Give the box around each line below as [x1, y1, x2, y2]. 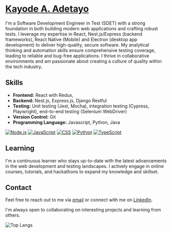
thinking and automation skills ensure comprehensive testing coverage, [5, 47, 156, 53]
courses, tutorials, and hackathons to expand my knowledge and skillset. [5, 168, 159, 175]
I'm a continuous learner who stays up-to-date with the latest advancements [5, 157, 167, 164]
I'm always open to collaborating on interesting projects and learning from [5, 207, 161, 213]
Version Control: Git [12, 114, 56, 120]
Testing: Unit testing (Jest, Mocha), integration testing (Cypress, [12, 103, 149, 109]
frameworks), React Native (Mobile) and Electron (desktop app [5, 36, 137, 43]
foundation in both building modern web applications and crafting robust [5, 25, 158, 31]
